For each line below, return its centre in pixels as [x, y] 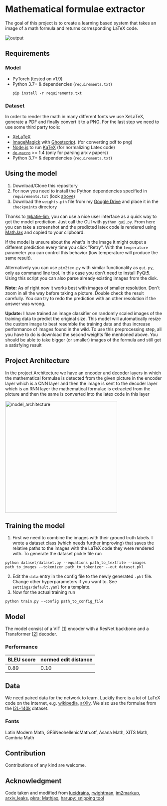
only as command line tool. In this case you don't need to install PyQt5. [78, 273]
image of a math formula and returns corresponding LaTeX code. [72, 28]
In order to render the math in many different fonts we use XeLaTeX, [75, 116]
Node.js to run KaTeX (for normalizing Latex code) [64, 147]
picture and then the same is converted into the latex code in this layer [77, 394]
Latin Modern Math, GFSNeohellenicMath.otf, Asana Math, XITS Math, [77, 732]
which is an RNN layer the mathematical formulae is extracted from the [78, 389]
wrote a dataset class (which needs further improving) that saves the [83, 543]
